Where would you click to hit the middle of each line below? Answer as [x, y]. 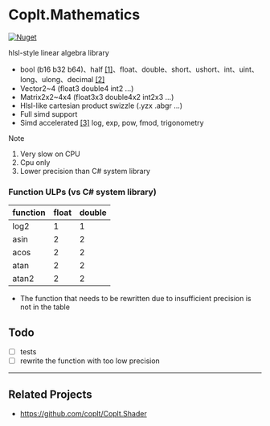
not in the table [45, 307]
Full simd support [49, 114]
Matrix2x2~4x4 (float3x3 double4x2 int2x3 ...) [97, 97]
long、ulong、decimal [57, 79]
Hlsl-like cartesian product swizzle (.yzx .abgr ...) [101, 105]
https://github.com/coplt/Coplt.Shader [83, 413]
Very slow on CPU [50, 154]
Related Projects [50, 394]
